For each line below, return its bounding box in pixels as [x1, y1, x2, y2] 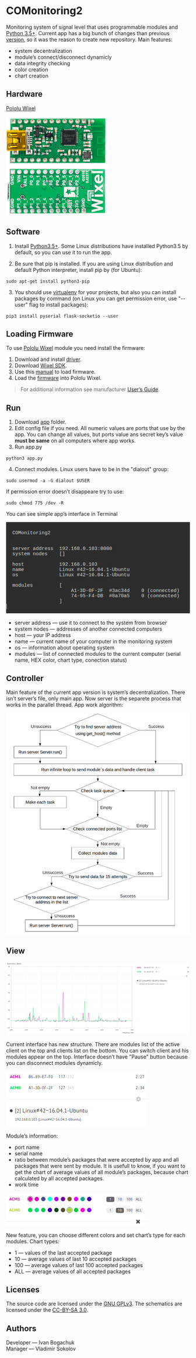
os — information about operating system [14, 644, 115, 651]
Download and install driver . [14, 356, 82, 363]
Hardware [6, 89, 43, 99]
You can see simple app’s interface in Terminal [6, 510, 118, 518]
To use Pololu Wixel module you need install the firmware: [6, 345, 146, 352]
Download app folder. [14, 418, 66, 426]
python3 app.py [6, 455, 43, 461]
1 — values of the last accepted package [14, 1249, 113, 1256]
